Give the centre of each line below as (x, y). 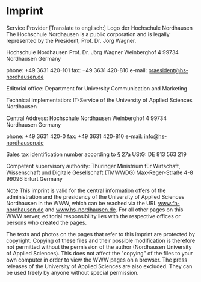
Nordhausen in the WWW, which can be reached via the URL (82, 203)
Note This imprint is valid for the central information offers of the (86, 190)
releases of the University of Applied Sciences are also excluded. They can (99, 266)
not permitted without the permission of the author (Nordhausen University (99, 247)
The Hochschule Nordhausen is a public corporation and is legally (88, 34)
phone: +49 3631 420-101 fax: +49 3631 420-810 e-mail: (77, 70)
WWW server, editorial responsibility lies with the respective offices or (93, 216)
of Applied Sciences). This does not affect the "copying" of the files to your (100, 253)
